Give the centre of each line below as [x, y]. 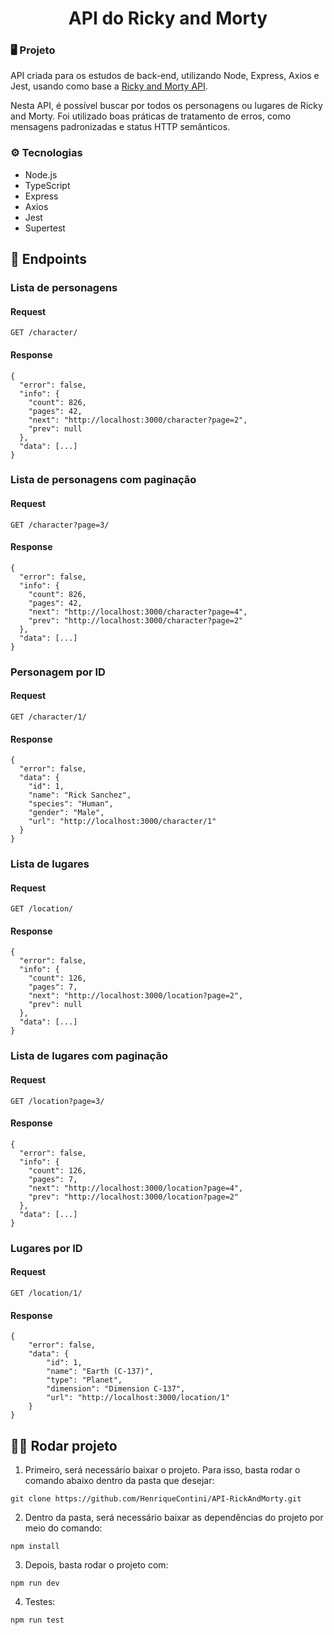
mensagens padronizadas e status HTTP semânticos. [120, 127]
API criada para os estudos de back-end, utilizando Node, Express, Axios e [165, 76]
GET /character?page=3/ [60, 525]
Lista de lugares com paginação [89, 1056]
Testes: [40, 1601]
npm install [35, 1546]
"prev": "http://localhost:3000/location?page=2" [134, 1197]
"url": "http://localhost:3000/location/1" [138, 1398]
